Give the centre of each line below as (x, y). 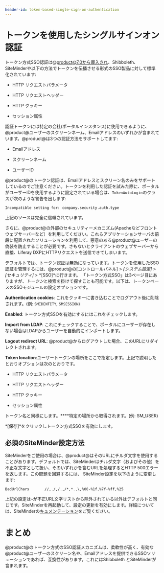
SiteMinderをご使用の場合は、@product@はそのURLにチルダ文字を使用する (82, 456)
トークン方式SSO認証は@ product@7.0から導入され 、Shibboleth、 (72, 62)
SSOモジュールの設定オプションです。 (52, 287)
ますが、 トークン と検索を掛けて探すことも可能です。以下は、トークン (80, 281)
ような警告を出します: (44, 198)
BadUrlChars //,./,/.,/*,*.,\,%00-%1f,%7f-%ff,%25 (64, 489)
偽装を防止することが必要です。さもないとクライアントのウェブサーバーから (82, 246)
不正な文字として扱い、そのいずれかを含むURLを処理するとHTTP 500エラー (82, 468)
